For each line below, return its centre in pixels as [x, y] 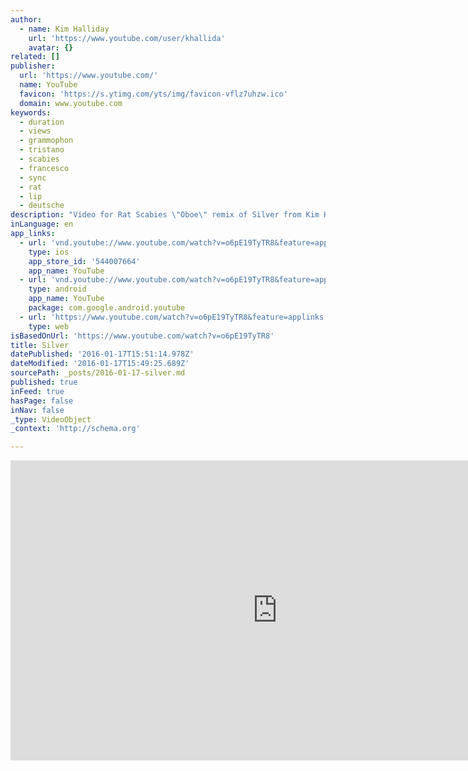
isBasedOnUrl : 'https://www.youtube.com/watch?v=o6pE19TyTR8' [142, 336]
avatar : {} [51, 47]
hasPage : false [42, 401]
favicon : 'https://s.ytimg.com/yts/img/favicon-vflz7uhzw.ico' [153, 94]
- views [35, 131]
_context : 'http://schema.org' [75, 429]
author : [26, 19]
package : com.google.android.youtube [107, 308]
